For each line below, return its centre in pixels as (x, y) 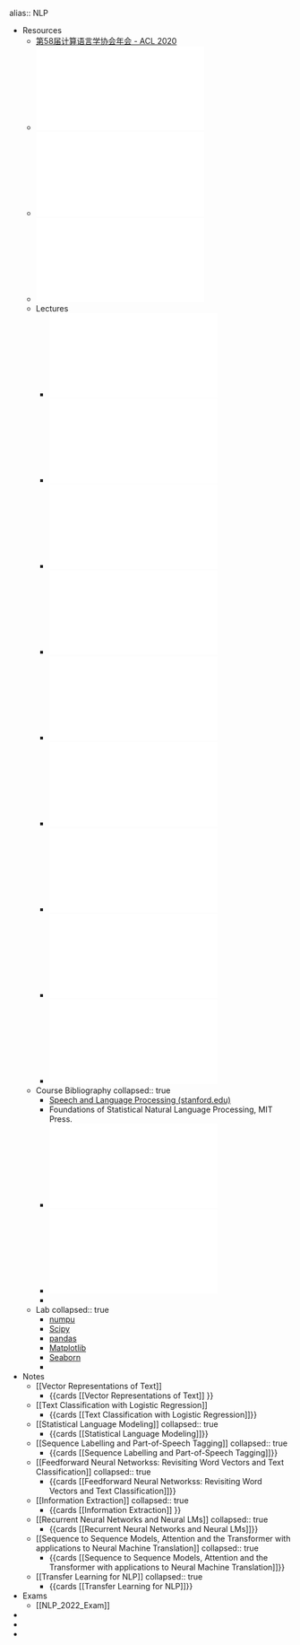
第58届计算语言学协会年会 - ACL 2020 (106, 41)
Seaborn (65, 1357)
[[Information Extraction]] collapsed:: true (112, 1501)
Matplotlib (68, 1348)
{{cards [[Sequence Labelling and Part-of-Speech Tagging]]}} (163, 1452)
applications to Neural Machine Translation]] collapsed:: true (147, 1548)
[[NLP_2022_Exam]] (73, 1605)
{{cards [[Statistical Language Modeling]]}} (129, 1434)
